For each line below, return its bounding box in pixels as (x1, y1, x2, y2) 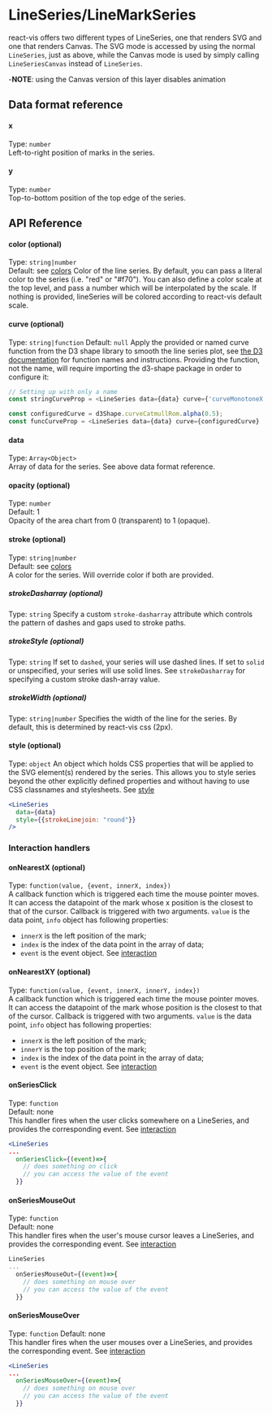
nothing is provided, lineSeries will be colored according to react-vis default (8, 291, 262, 302)
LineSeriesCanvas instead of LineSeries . (8, 59, 143, 68)
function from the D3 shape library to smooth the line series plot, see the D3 (8, 346, 263, 356)
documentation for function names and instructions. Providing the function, (8, 354, 260, 364)
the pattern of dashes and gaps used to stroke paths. (8, 617, 187, 628)
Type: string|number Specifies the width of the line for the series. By (8, 713, 238, 723)
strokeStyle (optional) (8, 637, 84, 646)
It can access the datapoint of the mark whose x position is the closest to (8, 898, 253, 908)
